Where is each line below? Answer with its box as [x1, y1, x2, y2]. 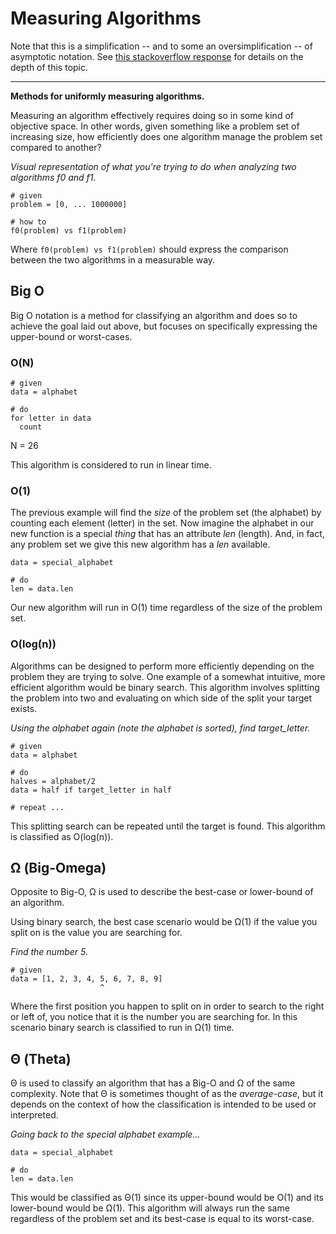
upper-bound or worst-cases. [10, 330, 133, 342]
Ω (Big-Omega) [10, 860, 107, 877]
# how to [10, 217, 47, 227]
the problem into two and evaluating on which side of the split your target [10, 692, 313, 704]
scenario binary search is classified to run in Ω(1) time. [10, 1022, 235, 1034]
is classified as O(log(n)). [10, 830, 114, 842]
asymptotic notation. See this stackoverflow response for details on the [10, 50, 304, 62]
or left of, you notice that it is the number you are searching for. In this [10, 1011, 298, 1023]
